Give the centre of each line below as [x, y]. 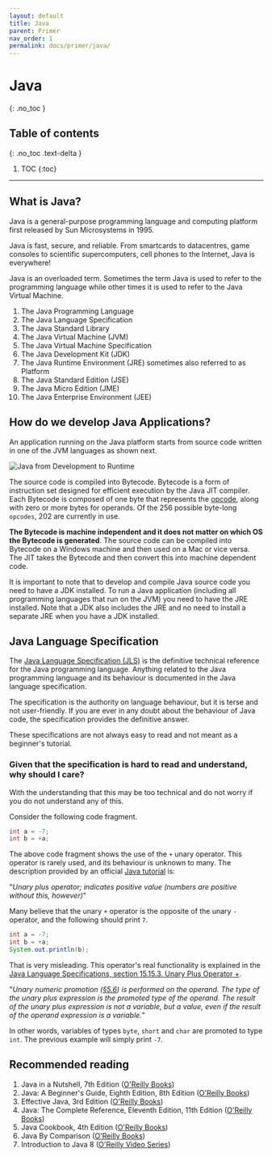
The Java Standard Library [65, 328]
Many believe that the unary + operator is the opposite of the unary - [123, 911]
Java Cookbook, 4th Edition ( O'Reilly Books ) [94, 1127]
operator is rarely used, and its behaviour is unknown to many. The [120, 863]
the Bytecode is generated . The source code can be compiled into [121, 540]
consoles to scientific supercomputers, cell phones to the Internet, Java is [132, 254]
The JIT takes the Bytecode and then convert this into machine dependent [133, 557]
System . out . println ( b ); [49, 950]
